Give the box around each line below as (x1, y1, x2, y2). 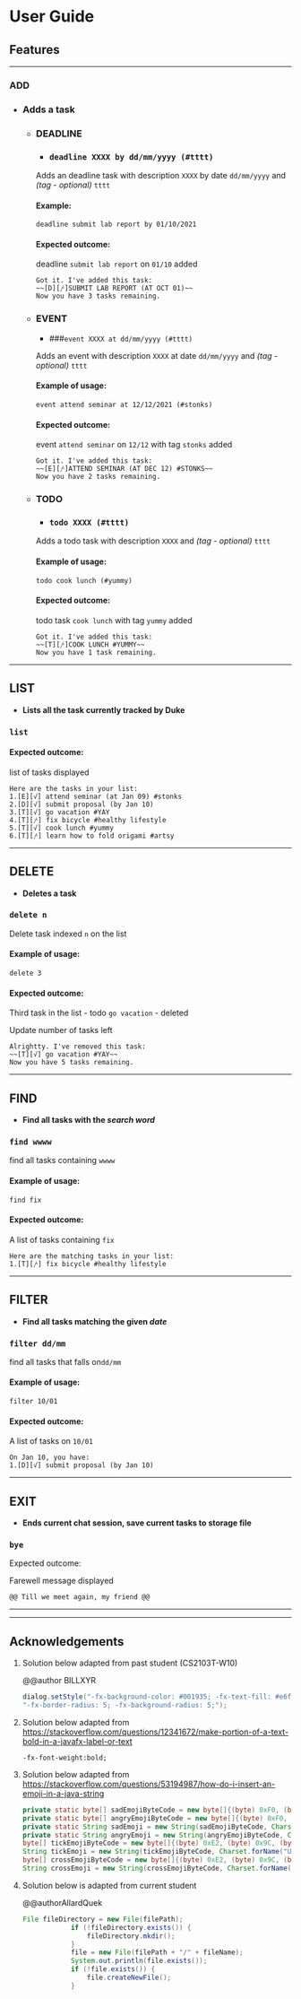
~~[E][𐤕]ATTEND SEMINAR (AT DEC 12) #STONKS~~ (35, 465, 213, 474)
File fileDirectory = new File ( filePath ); (21, 1915, 184, 1924)
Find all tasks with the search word (21, 1115, 155, 1126)
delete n (9, 910, 47, 920)
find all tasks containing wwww (9, 1155, 116, 1166)
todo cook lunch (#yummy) (35, 576, 133, 585)
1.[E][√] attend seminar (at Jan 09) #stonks (9, 792, 182, 801)
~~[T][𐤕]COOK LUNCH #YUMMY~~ (35, 639, 145, 649)
